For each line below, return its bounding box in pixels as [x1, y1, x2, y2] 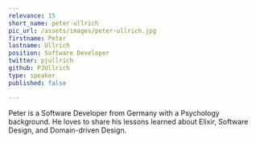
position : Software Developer [8, 49, 110, 57]
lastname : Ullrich [8, 42, 70, 50]
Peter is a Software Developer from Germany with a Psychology [8, 108, 220, 117]
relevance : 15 [8, 11, 56, 20]
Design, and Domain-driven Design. [8, 125, 127, 135]
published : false [8, 79, 67, 87]
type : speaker [8, 71, 56, 80]
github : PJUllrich [8, 64, 70, 72]
